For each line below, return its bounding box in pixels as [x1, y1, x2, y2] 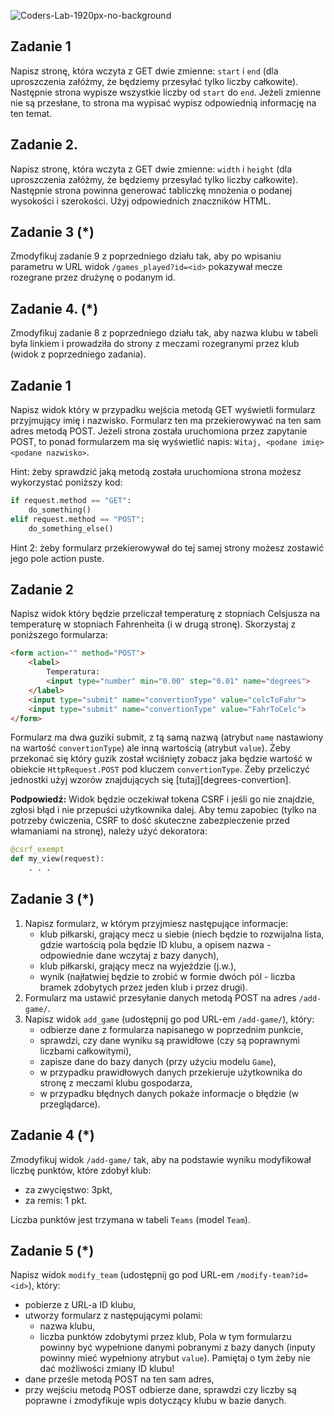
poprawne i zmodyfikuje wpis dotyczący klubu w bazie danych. [24, 1395, 287, 1407]
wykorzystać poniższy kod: [10, 476, 123, 489]
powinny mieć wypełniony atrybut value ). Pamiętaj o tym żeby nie [39, 1352, 311, 1364]
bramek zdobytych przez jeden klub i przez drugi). [39, 981, 248, 993]
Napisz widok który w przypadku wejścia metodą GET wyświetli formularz [10, 404, 316, 416]
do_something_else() [28, 523, 114, 534]
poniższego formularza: [10, 629, 108, 641]
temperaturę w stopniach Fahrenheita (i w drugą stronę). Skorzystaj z [10, 618, 297, 630]
